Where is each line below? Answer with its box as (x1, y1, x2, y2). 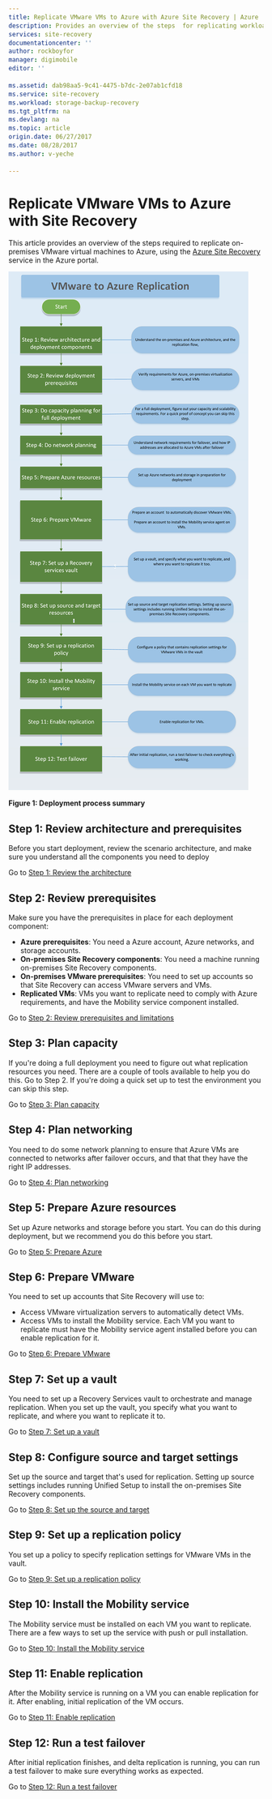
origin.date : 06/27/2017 (8, 133, 92, 141)
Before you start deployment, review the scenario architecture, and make (8, 844, 253, 853)
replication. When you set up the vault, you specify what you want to (8, 1403, 237, 1412)
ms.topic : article (8, 124, 70, 133)
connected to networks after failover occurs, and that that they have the (8, 1153, 249, 1163)
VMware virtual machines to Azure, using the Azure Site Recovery (40, 247, 261, 257)
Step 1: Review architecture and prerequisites (8, 822, 243, 835)
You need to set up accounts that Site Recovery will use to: (8, 1292, 205, 1301)
